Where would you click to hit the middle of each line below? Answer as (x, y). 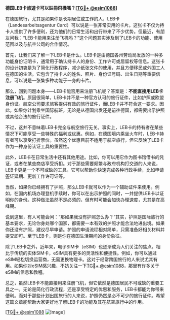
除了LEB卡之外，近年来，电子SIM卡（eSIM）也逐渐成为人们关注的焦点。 (81, 247)
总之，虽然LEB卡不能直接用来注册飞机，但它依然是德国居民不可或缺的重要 (82, 283)
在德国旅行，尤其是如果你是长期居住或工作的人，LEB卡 (62, 19)
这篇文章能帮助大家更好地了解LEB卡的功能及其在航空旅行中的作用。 (76, 302)
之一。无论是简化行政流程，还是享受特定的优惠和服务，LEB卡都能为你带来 (87, 289)
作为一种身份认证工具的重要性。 (38, 146)
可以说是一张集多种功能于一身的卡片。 (54, 80)
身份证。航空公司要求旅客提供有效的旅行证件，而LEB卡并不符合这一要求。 (82, 104)
